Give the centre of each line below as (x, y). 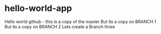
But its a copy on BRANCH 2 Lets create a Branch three (60, 26)
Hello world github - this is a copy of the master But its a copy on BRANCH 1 (80, 22)
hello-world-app (38, 8)
